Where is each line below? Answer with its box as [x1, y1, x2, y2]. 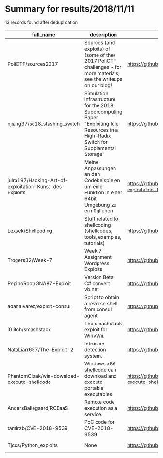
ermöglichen [84, 207, 113, 214]
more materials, [84, 70, 120, 76]
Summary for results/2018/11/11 [5, 3, 135, 15]
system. [84, 352, 103, 359]
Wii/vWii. [84, 332, 105, 339]
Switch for [84, 138, 108, 145]
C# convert [84, 280, 110, 286]
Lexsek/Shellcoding [7, 228, 52, 234]
